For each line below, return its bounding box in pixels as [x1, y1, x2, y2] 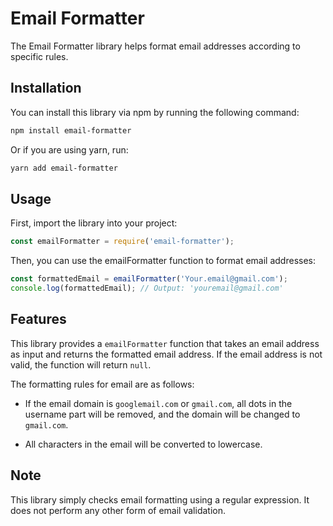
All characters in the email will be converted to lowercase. [24, 438, 263, 450]
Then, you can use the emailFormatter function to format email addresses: [10, 255, 316, 267]
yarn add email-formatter [10, 163, 118, 173]
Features [10, 311, 67, 328]
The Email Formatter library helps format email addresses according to [10, 40, 301, 52]
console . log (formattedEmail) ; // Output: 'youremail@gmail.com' [10, 283, 284, 294]
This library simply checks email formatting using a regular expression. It [10, 493, 310, 506]
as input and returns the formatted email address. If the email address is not [10, 348, 323, 360]
